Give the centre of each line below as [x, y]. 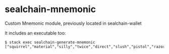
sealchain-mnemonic [50, 9]
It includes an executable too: [35, 33]
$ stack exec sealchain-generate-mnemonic [50, 42]
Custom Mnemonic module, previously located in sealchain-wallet [73, 23]
